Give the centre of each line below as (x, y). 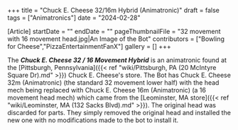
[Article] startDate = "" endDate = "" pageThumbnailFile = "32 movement (114, 31)
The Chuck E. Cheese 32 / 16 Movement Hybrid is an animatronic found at (117, 60)
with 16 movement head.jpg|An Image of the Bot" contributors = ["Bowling (116, 39)
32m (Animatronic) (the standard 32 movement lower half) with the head (113, 83)
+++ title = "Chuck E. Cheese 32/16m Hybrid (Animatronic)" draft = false (114, 10)
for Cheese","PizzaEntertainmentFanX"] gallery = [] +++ (90, 46)
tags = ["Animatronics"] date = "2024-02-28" (74, 18)
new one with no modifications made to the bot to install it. (93, 120)
